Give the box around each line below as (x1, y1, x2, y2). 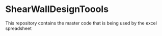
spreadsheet (5, 25, 32, 31)
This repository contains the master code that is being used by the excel (5, 20, 157, 26)
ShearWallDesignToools (5, 3, 109, 15)
